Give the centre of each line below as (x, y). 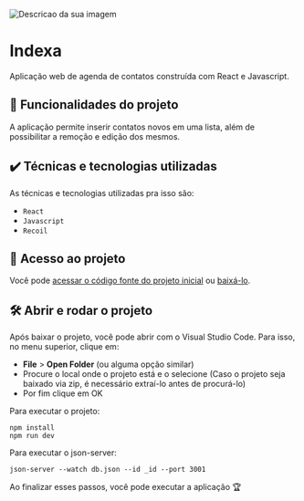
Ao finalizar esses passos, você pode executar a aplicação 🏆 (126, 487)
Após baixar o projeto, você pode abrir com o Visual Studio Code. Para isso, (152, 337)
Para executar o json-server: (63, 453)
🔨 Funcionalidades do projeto (94, 105)
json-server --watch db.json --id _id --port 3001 (108, 470)
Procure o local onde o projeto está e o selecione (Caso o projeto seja (154, 374)
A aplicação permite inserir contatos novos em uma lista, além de (132, 127)
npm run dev (32, 436)
